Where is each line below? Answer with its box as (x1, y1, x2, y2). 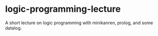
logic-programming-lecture (5, 3, 121, 15)
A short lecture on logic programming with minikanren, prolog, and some (5, 20, 154, 26)
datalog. (5, 25, 22, 31)
